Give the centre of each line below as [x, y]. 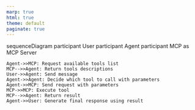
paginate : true [26, 29]
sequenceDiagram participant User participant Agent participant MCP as [98, 46]
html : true [20, 18]
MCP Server [22, 53]
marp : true [20, 12]
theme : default [26, 23]
